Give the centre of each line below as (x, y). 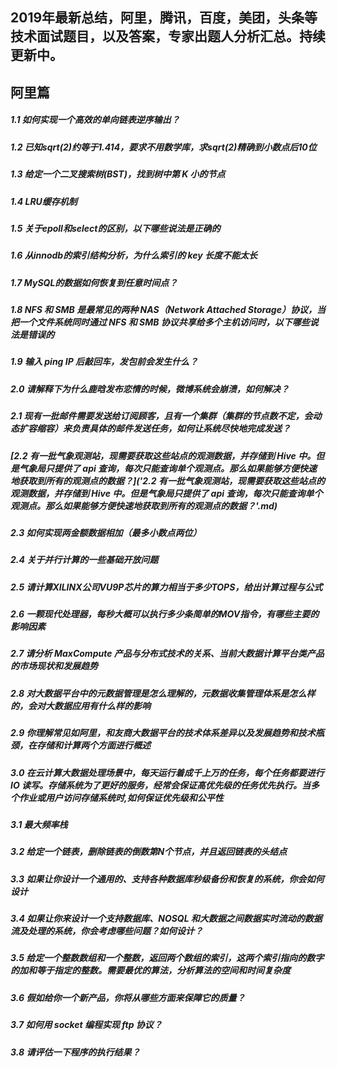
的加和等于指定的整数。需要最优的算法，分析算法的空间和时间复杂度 (150, 970)
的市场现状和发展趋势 (54, 666)
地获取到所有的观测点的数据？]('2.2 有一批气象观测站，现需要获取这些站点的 (167, 480)
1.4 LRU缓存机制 (44, 201)
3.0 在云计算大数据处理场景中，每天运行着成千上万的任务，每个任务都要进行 (167, 772)
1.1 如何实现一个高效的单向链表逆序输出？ (95, 120)
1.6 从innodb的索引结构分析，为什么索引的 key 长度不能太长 (134, 255)
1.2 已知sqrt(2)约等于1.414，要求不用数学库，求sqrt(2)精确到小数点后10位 (163, 147)
